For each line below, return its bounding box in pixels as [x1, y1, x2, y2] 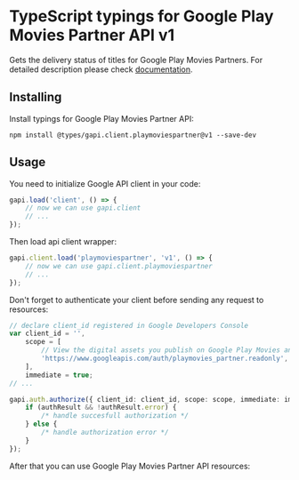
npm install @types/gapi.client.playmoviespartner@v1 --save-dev [9, 131, 256, 140]
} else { [25, 420, 58, 428]
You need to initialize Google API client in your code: [9, 178, 201, 188]
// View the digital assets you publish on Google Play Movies [41, 346, 280, 355]
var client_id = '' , [9, 329, 86, 339]
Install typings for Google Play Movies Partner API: [9, 113, 194, 124]
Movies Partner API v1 [9, 25, 175, 45]
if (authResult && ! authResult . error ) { [25, 403, 177, 412]
